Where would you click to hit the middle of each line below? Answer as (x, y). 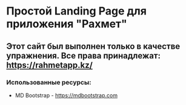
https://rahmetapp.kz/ (49, 65)
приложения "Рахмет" (67, 24)
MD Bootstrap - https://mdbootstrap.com (66, 95)
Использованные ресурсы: (49, 82)
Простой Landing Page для (77, 11)
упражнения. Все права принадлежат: (84, 56)
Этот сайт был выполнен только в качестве (93, 46)
